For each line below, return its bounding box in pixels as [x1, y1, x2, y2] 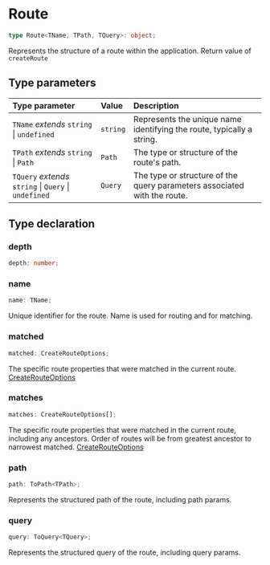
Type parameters [8, 76, 96, 90]
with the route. [133, 189, 188, 201]
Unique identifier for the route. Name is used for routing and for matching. [8, 311, 253, 321]
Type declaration [8, 217, 95, 231]
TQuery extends [12, 170, 70, 181]
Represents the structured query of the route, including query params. [8, 547, 241, 558]
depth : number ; [8, 259, 59, 267]
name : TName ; [8, 296, 52, 305]
